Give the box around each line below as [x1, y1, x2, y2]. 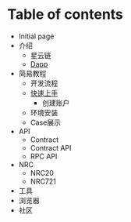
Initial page [18, 31, 55, 41]
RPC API [30, 151, 58, 161]
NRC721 [30, 177, 56, 186]
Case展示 [30, 118, 62, 127]
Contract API [30, 143, 72, 152]
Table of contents [7, 5, 124, 24]
